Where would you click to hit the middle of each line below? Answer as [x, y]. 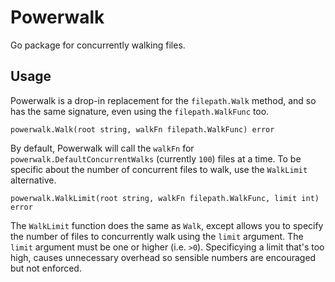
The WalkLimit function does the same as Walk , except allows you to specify [167, 225]
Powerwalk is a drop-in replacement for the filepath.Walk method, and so [163, 100]
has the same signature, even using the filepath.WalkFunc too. [140, 111]
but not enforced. [46, 268]
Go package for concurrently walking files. [98, 45]
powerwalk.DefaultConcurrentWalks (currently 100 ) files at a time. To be [156, 158]
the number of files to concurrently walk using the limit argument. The [157, 236]
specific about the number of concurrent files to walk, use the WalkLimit [159, 169]
